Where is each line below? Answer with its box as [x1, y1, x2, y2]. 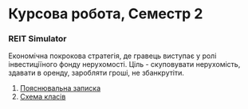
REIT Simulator [8, 33, 67, 45]
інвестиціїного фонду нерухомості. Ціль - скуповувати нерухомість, [8, 60, 241, 69]
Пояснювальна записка [19, 84, 101, 93]
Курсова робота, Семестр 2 [8, 5, 203, 23]
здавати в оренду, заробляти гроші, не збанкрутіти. [8, 68, 185, 78]
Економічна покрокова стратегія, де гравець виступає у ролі [8, 51, 217, 60]
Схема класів [19, 92, 66, 102]
